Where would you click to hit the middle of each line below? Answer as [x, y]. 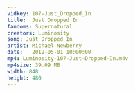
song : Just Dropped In [40, 39]
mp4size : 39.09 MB [34, 65]
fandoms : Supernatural [40, 26]
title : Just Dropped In [43, 20]
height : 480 [24, 78]
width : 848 [23, 71]
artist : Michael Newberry [44, 46]
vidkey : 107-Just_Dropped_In [49, 13]
